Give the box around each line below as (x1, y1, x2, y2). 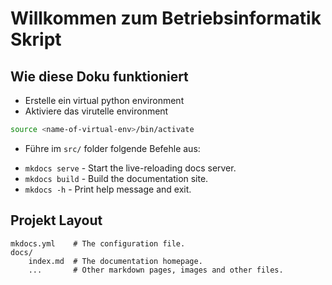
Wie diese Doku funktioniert (10, 68, 189, 85)
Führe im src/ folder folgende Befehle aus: (24, 142, 201, 154)
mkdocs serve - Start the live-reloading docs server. (24, 162, 237, 174)
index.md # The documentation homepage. (28, 256, 203, 266)
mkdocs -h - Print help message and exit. (24, 183, 192, 195)
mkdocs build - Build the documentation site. (24, 172, 209, 184)
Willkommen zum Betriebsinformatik (10, 7, 322, 30)
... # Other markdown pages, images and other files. (28, 265, 284, 275)
